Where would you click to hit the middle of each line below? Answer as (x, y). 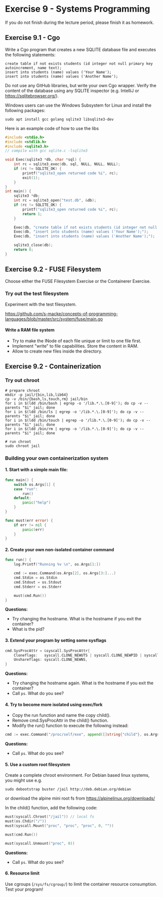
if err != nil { (30, 525)
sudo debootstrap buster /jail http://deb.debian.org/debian (68, 789)
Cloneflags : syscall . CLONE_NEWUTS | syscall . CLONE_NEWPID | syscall (87, 655)
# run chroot (18, 442)
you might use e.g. (24, 781)
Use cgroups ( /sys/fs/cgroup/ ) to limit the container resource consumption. (81, 884)
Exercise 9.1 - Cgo (33, 38)
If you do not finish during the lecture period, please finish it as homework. (80, 22)
